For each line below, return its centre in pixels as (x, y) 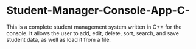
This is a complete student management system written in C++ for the (94, 27)
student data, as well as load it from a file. (59, 39)
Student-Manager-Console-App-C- (98, 10)
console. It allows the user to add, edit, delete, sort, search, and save (93, 33)
